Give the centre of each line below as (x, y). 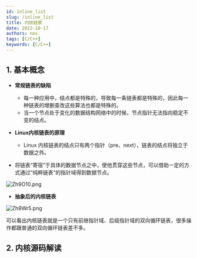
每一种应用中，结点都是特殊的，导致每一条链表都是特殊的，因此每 (103, 97)
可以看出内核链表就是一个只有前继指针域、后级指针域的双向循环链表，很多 (96, 220)
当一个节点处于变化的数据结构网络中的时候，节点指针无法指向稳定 (103, 112)
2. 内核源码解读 (34, 248)
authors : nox (22, 34)
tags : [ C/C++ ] (24, 39)
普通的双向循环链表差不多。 (55, 227)
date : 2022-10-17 (27, 28)
